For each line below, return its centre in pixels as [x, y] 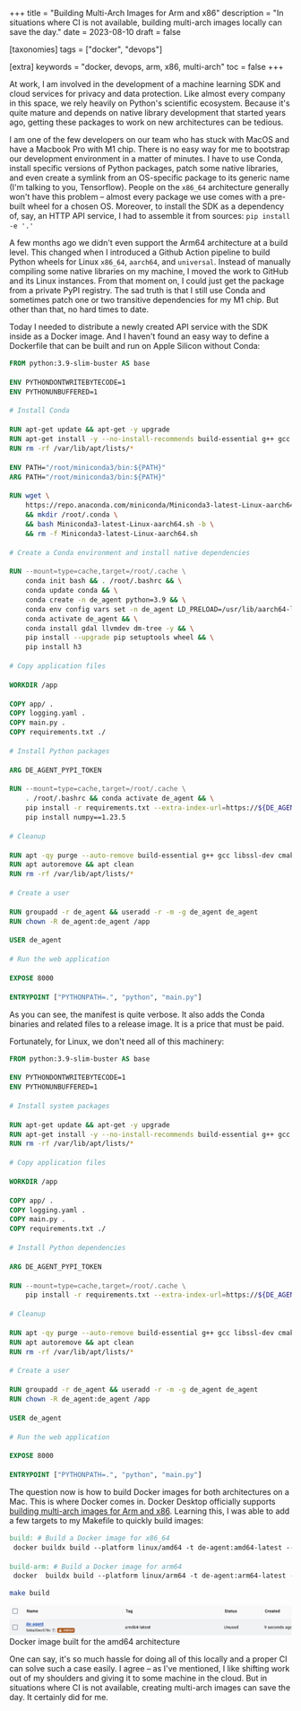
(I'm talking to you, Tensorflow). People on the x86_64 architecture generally [149, 187]
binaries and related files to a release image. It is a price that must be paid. [147, 1024]
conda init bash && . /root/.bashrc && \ [103, 581]
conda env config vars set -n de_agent [100, 609]
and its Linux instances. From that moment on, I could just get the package [147, 281]
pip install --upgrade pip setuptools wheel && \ [120, 638]
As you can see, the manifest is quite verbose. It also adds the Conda [137, 1014]
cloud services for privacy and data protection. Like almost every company [147, 94]
